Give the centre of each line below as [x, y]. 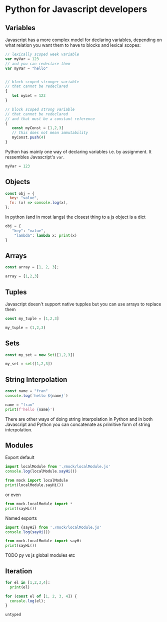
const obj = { [20, 193]
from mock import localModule [37, 481]
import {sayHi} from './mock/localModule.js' [53, 527]
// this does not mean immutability [50, 133]
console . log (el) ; [28, 601]
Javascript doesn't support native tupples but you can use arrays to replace [83, 304]
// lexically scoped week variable [42, 54]
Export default [20, 457]
